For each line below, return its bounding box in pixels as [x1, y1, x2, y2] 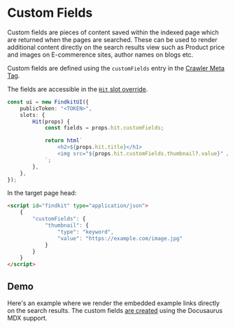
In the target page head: [7, 189, 77, 197]
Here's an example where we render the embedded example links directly [7, 299, 220, 307]
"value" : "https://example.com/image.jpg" [57, 234, 183, 242]
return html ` [44, 137, 83, 144]
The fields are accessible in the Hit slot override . [7, 85, 148, 93]
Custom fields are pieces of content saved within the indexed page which [7, 28, 219, 36]
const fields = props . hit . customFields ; [44, 125, 164, 132]
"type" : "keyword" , [57, 228, 114, 235]
